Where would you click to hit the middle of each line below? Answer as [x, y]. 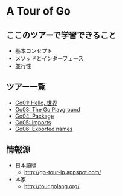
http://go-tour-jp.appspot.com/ [63, 172]
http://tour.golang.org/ [52, 186]
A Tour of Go [38, 11]
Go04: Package [34, 116]
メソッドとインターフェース [49, 58]
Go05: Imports [33, 122]
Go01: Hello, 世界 [36, 103]
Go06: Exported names [44, 129]
